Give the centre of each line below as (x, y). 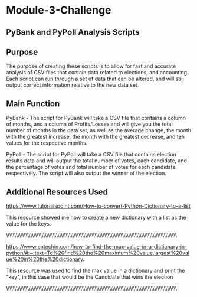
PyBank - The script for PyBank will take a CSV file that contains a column (96, 118)
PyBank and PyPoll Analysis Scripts (73, 32)
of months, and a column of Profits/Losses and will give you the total (89, 124)
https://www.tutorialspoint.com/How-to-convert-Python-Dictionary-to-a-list (98, 206)
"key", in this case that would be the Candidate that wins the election (90, 277)
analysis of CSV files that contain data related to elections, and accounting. (97, 73)
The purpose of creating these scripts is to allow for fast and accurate (91, 66)
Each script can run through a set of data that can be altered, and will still (95, 79)
